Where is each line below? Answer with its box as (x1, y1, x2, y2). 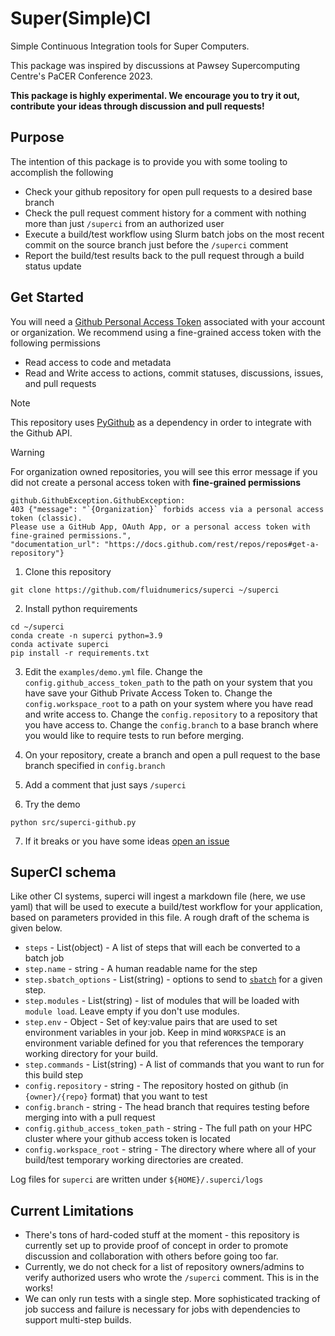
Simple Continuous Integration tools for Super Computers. (10, 40, 250, 52)
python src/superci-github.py (10, 817, 137, 827)
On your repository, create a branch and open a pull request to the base (24, 748, 321, 761)
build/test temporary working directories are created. (24, 1154, 244, 1166)
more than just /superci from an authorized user (24, 217, 225, 229)
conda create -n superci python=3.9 (10, 630, 163, 641)
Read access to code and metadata (24, 356, 172, 368)
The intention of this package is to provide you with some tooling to (10, 155, 288, 167)
